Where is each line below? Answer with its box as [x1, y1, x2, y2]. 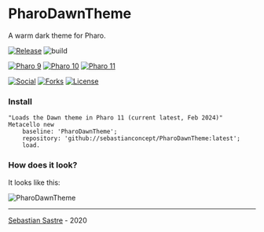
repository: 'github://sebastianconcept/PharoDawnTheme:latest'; [22, 134, 241, 142]
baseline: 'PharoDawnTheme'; [22, 127, 118, 136]
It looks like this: [8, 178, 60, 187]
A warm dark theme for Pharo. [8, 31, 106, 40]
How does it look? [8, 160, 78, 171]
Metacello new [8, 121, 55, 129]
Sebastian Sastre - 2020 [8, 215, 88, 225]
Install [8, 96, 33, 107]
